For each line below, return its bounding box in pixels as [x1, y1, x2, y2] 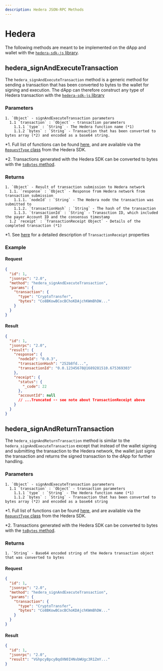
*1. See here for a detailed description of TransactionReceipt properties [5, 231, 150, 237]
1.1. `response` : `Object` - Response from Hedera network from [9, 189, 145, 194]
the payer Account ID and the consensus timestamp [5, 214, 110, 219]
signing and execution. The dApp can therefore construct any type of [5, 87, 144, 93]
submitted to [5, 202, 32, 207]
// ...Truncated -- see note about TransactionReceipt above [18, 397, 145, 403]
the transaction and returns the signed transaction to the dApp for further [5, 453, 153, 459]
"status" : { [18, 379, 42, 384]
